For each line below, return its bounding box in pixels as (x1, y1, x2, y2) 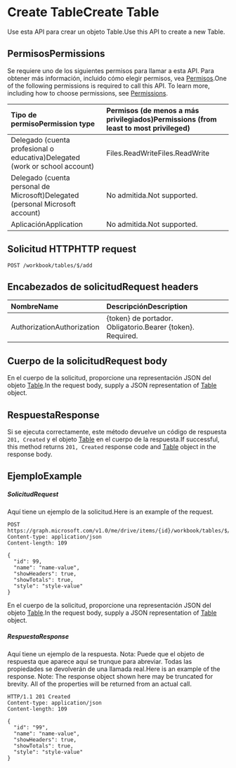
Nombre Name (11, 301, 58, 311)
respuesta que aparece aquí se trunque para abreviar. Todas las (7, 658, 192, 666)
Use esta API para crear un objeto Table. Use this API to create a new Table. (7, 27, 225, 36)
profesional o (11, 143, 55, 153)
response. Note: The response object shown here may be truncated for (7, 672, 214, 681)
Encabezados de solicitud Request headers (7, 280, 199, 292)
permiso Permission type (11, 119, 96, 129)
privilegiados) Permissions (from (106, 114, 217, 124)
